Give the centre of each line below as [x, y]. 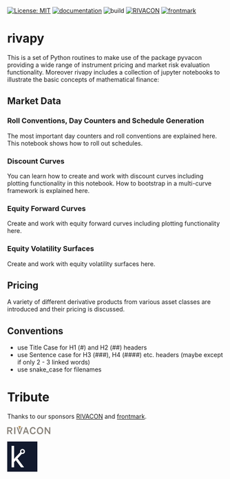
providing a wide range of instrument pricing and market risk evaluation [108, 65]
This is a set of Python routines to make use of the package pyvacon [104, 57]
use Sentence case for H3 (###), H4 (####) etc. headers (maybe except [120, 355]
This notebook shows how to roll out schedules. [75, 143]
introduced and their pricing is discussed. [66, 309]
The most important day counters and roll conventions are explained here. [112, 136]
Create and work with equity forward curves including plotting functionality [114, 223]
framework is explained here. [49, 190]
